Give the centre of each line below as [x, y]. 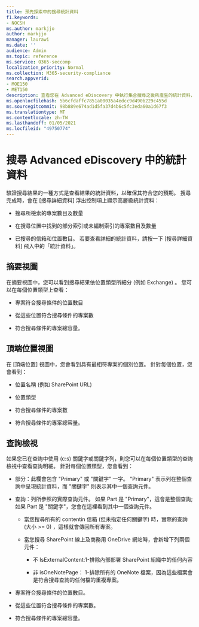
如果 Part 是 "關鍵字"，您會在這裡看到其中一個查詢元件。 [85, 507]
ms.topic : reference [32, 56]
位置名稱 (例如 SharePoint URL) [53, 384]
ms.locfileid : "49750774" [38, 129]
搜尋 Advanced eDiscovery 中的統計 [97, 160]
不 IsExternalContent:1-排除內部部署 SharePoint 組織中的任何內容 [113, 560]
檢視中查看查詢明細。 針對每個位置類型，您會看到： [70, 466]
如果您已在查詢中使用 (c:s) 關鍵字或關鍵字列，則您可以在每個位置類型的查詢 [99, 459]
